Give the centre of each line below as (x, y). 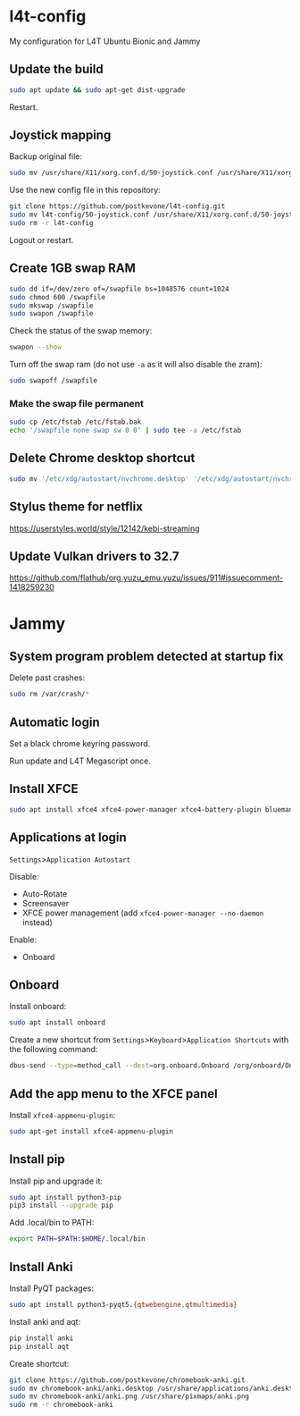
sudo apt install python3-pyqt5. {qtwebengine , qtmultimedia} (124, 1305)
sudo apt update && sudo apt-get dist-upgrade (97, 90)
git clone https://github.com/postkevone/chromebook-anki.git (127, 1380)
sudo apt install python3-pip (66, 1197)
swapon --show (36, 347)
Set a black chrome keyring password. (80, 744)
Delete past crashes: (47, 678)
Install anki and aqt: (45, 1321)
